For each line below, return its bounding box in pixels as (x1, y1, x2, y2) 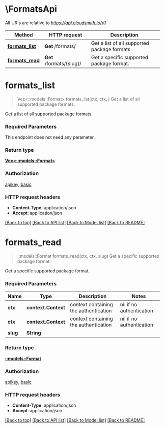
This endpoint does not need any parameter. (5, 134, 95, 140)
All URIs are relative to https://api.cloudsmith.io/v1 (5, 20, 106, 26)
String (26, 329, 41, 336)
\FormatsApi (5, 3, 57, 15)
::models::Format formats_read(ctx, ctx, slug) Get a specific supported (17, 253, 160, 259)
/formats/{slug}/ (44, 60, 82, 67)
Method (14, 31, 33, 38)
